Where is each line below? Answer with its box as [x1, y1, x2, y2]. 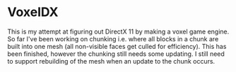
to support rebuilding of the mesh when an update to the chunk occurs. [7, 57, 216, 65]
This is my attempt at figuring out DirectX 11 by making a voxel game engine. [7, 27, 230, 36]
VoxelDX [7, 4, 59, 20]
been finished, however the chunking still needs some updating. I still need [7, 50, 225, 58]
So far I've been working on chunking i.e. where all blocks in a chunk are [7, 34, 219, 43]
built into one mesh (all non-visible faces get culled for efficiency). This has [7, 42, 227, 50]
